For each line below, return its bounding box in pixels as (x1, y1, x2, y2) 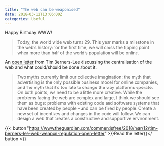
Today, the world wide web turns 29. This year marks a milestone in (17, 39, 154, 45)
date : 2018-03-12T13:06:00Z (5, 12, 63, 17)
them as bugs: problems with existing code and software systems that (17, 100, 159, 106)
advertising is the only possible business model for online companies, (17, 79, 159, 85)
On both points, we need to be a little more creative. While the (17, 89, 142, 96)
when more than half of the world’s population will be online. (17, 50, 139, 56)
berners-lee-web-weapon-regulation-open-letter (5, 131, 105, 137)
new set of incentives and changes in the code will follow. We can (17, 111, 151, 117)
